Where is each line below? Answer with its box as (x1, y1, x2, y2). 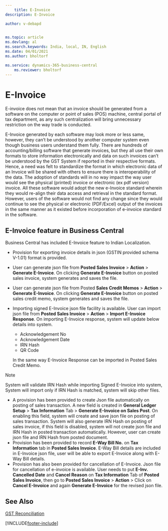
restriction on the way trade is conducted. (5, 122, 92, 128)
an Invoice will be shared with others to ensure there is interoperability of (5, 169, 156, 175)
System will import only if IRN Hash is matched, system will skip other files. (5, 387, 160, 393)
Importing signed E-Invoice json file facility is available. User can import (12, 306, 161, 312)
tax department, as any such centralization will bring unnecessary (5, 116, 141, 122)
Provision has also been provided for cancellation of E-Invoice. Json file (12, 461, 161, 467)
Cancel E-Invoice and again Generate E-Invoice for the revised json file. (12, 483, 163, 489)
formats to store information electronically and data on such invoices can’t (5, 153, 159, 159)
